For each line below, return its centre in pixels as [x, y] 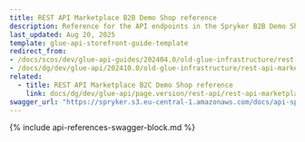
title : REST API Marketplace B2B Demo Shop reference [113, 18]
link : [36, 93]
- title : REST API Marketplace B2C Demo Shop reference [125, 85]
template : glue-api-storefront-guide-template [99, 43]
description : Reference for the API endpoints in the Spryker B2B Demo [148, 26]
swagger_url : [34, 102]
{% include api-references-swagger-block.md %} [103, 128]
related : [26, 77]
